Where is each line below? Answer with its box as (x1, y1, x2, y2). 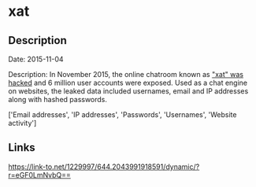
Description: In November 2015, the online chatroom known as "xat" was (8, 70, 244, 79)
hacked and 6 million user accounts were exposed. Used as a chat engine (8, 78, 248, 87)
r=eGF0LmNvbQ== (8, 170, 71, 179)
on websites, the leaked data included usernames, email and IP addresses (8, 86, 249, 96)
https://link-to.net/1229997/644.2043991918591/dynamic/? (8, 162, 200, 171)
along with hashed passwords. (8, 95, 108, 104)
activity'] (8, 119, 37, 127)
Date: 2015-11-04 (8, 54, 65, 64)
